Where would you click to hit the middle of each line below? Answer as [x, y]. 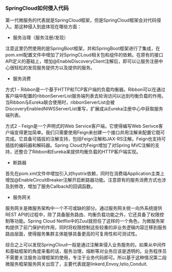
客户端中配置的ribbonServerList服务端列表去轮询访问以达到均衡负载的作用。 [86, 96]
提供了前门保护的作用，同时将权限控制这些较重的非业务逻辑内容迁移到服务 [88, 227]
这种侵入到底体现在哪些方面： [50, 27]
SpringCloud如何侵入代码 [37, 8]
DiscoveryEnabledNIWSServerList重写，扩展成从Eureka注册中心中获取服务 [84, 109]
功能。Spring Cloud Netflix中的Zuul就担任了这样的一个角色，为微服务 [87, 221]
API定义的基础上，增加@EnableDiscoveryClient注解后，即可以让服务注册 [82, 61]
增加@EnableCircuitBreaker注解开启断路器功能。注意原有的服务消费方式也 [84, 180]
